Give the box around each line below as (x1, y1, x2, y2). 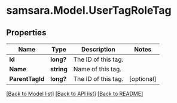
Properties (6, 28, 47, 38)
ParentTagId (9, 75, 45, 83)
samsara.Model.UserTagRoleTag (6, 4, 172, 17)
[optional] (129, 75, 157, 83)
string (50, 65, 68, 73)
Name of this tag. (73, 65, 121, 73)
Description (81, 46, 115, 53)
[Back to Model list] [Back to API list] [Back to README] (6, 90, 144, 97)
